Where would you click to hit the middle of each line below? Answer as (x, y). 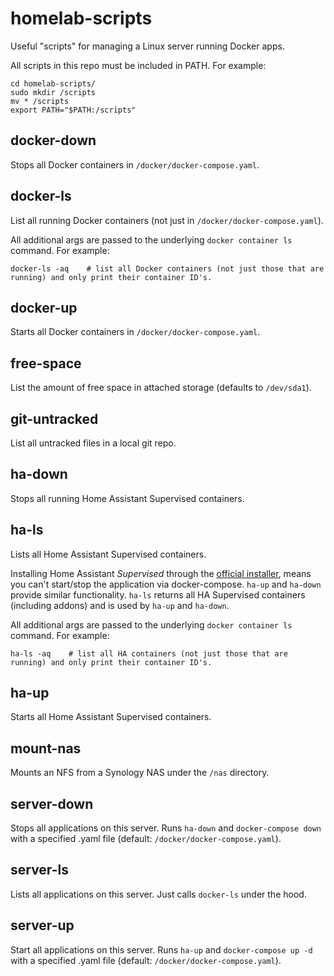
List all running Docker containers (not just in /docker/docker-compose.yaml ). (167, 220)
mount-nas (46, 748)
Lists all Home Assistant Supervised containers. (108, 554)
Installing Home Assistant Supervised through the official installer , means (161, 573)
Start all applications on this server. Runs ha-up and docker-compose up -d (161, 949)
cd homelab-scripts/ (53, 83)
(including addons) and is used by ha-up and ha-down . (120, 605)
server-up (42, 925)
